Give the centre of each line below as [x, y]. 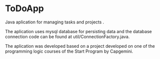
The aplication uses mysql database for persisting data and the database [79, 31]
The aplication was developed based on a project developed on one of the [80, 46]
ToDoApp [24, 9]
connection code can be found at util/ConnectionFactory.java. [67, 37]
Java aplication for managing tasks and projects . [55, 22]
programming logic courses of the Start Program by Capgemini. [69, 51]
